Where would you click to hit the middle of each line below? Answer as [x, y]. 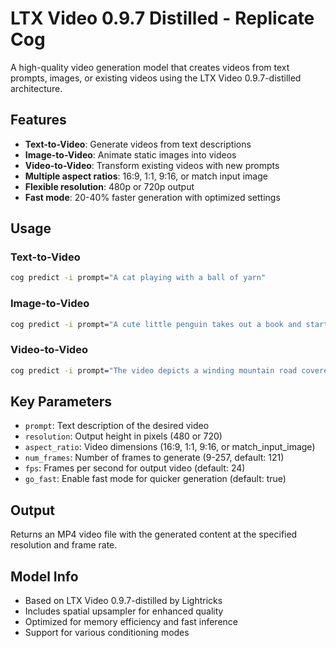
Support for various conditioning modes [107, 633]
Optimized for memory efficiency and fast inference [131, 622]
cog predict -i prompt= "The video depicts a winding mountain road [154, 370]
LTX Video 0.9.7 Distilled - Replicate [162, 18]
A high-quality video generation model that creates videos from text [150, 67]
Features [38, 120]
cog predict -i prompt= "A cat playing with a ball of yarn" [138, 278]
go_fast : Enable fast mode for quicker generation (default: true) [155, 479]
